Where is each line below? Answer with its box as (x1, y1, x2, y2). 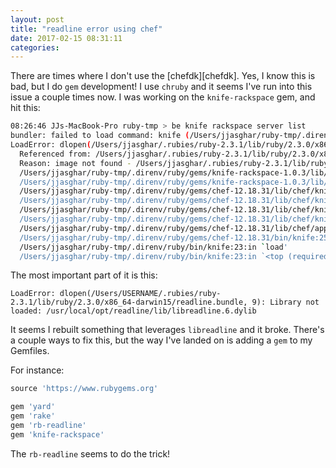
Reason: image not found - (19, 158, 132, 168)
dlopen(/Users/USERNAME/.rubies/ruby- (59, 289, 222, 299)
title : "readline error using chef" (10, 24, 163, 34)
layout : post (10, 14, 65, 25)
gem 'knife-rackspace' (10, 429, 105, 440)
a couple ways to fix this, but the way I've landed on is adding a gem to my (10, 334, 313, 346)
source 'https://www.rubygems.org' (10, 384, 159, 394)
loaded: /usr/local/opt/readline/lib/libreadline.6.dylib (10, 306, 257, 316)
